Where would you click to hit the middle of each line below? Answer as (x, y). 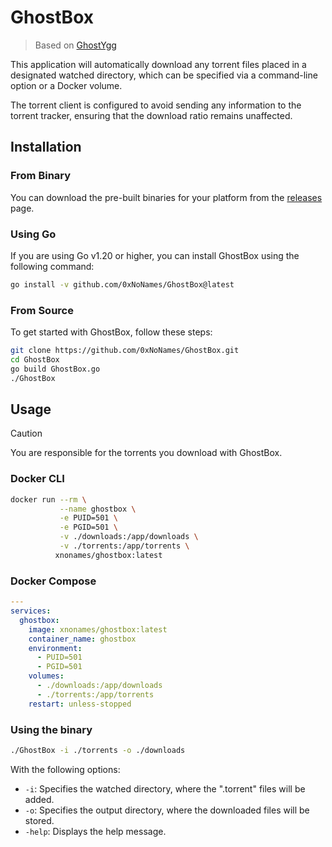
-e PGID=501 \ (88, 527)
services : (31, 611)
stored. (39, 820)
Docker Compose (53, 581)
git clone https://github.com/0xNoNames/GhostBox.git (125, 351)
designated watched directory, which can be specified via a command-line (164, 75)
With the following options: (65, 769)
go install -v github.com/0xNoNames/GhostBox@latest (122, 284)
